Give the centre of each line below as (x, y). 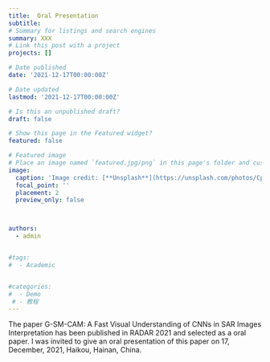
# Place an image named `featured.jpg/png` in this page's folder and (129, 163)
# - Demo (25, 294)
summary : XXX (30, 38)
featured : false (35, 141)
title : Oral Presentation (53, 16)
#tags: (19, 258)
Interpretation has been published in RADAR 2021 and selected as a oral (127, 333)
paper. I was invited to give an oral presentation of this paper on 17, (119, 341)
